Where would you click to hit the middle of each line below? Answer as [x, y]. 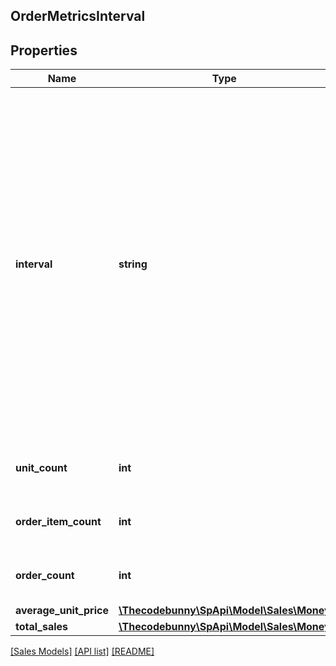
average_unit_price [62, 611]
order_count [45, 576]
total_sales [42, 627]
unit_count [41, 468]
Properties [44, 50]
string [133, 264]
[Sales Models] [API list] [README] [82, 651]
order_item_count [58, 522]
